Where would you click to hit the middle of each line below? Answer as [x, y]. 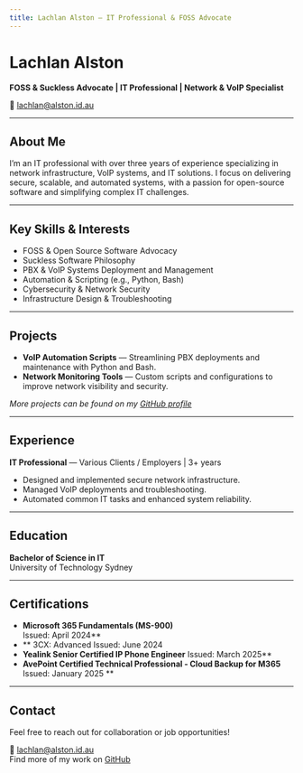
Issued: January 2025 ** [68, 674]
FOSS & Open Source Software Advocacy [100, 251]
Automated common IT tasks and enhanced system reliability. [137, 498]
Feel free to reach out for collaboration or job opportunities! [119, 732]
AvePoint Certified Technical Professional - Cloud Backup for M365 [151, 664]
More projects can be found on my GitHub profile [101, 404]
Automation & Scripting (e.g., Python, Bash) [103, 280]
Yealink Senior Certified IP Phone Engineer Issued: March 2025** [147, 655]
